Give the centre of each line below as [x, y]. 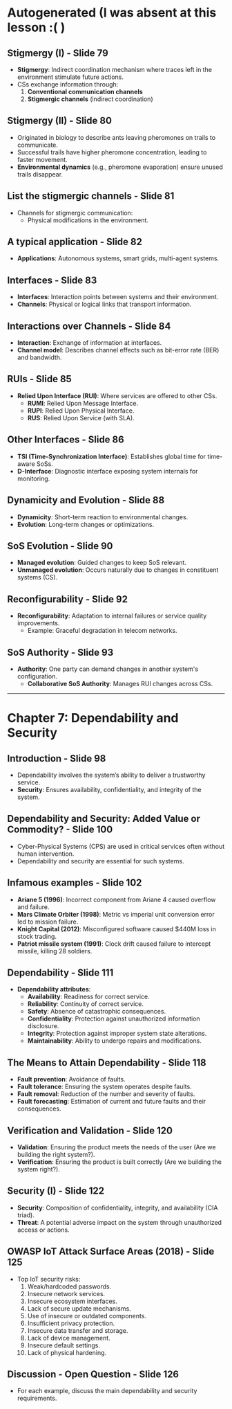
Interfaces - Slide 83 [52, 280]
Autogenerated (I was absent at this [112, 13]
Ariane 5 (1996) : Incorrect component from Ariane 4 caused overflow [116, 899]
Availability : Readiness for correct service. [88, 997]
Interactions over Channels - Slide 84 [89, 326]
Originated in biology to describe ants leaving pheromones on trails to [116, 137]
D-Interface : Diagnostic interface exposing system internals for [107, 471]
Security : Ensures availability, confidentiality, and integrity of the [109, 789]
